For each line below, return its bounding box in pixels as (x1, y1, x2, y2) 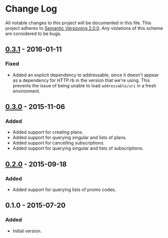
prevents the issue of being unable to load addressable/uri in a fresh (12, 82, 157, 88)
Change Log (5, 3, 57, 15)
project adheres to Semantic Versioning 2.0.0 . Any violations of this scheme (5, 25, 163, 31)
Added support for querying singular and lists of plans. (12, 134, 127, 140)
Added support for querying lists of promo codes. (12, 186, 116, 193)
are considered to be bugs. (5, 30, 62, 36)
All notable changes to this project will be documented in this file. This (5, 20, 152, 26)
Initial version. (12, 228, 42, 234)
